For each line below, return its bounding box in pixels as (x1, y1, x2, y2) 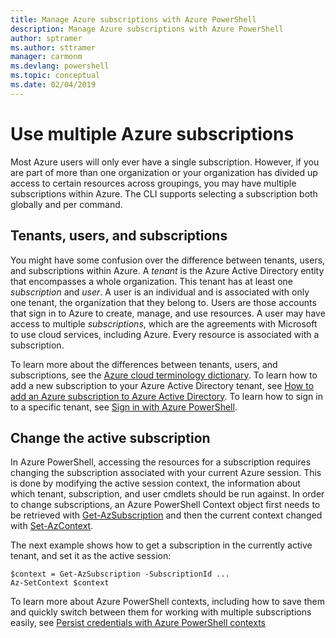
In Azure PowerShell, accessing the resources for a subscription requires (10, 456, 312, 468)
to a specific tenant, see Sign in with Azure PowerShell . (10, 401, 238, 413)
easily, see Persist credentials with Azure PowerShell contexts (10, 617, 266, 629)
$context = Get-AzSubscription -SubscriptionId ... (10, 569, 230, 580)
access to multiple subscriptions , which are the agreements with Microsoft (10, 317, 318, 330)
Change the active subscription (10, 429, 211, 446)
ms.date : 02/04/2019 (10, 80, 97, 90)
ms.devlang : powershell (10, 61, 110, 71)
